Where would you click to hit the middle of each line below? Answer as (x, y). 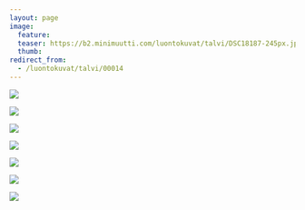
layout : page (34, 18)
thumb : (30, 52)
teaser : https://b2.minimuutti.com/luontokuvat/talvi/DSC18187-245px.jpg (160, 43)
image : (22, 26)
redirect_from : (38, 60)
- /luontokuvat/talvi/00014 (71, 69)
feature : (34, 35)
